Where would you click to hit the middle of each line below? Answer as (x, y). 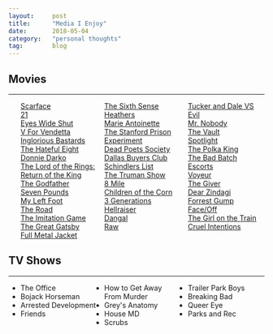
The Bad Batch (212, 157)
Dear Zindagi (210, 192)
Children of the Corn (139, 192)
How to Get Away (133, 288)
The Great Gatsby (50, 226)
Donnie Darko (43, 157)
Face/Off (203, 209)
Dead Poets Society (137, 149)
